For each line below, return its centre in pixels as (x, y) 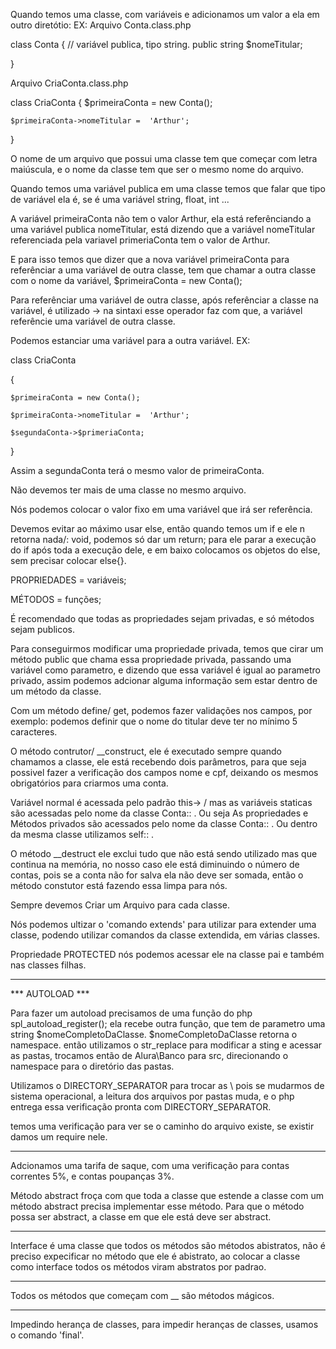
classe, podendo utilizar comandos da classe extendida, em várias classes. (165, 935)
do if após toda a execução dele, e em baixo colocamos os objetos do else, (165, 550)
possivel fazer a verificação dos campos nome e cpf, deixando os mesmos (164, 772)
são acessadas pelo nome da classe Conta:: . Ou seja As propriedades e (159, 813)
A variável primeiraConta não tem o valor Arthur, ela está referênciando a (161, 218)
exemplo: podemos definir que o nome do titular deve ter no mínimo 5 (154, 721)
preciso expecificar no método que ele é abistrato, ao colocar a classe (155, 1256)
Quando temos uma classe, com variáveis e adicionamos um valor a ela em (165, 14)
